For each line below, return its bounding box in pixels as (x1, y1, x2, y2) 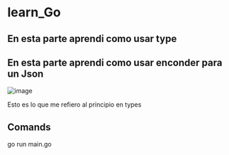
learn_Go (7, 4, 62, 21)
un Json (7, 68, 44, 80)
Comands (7, 121, 51, 133)
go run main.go (7, 140, 52, 149)
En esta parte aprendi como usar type (7, 33, 177, 45)
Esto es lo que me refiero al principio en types (7, 100, 142, 109)
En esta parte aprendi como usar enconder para (7, 56, 223, 68)
